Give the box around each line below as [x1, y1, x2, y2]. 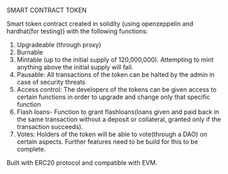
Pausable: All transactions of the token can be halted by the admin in [16, 70, 215, 79]
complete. [16, 145, 46, 153]
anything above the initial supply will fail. [16, 63, 134, 71]
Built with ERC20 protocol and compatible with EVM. [6, 159, 158, 167]
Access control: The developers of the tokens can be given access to [16, 86, 217, 93]
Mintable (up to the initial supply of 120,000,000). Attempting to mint [16, 55, 214, 64]
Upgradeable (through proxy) [16, 41, 102, 48]
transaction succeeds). [16, 123, 83, 130]
